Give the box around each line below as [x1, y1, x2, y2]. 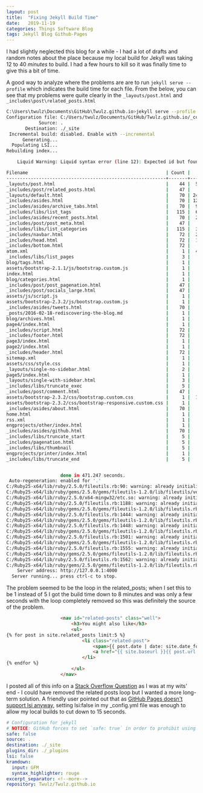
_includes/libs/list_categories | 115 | [6, 226, 190, 232]
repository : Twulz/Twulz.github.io [6, 782, 96, 788]
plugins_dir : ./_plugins [6, 748, 69, 754]
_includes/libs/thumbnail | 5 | [6, 445, 190, 451]
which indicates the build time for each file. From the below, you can [27, 85, 196, 92]
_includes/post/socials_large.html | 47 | [6, 287, 190, 294]
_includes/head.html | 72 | [6, 237, 190, 243]
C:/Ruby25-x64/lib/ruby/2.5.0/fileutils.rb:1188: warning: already [6, 500, 180, 506]
